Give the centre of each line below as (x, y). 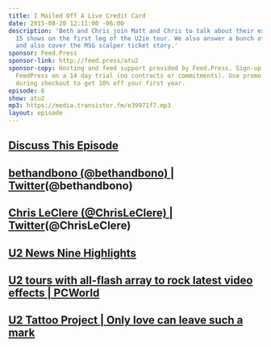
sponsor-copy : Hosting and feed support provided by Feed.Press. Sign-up (135, 68)
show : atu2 (27, 98)
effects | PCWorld (54, 293)
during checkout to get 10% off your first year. (100, 83)
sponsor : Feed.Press (43, 53)
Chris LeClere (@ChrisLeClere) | (91, 213)
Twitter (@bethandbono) (71, 186)
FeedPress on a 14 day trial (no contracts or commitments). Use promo (139, 76)
